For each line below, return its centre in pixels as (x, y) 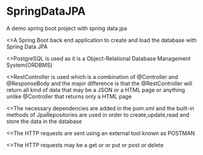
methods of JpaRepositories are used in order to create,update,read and (98, 115)
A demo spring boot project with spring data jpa (67, 28)
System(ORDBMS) (29, 65)
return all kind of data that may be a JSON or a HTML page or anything (96, 89)
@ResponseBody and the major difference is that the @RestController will (99, 83)
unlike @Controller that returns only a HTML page (69, 96)
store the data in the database (44, 121)
